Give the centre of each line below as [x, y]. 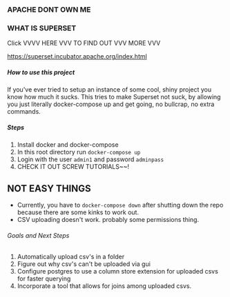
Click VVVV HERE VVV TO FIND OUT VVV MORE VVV [84, 43]
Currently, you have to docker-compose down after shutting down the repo [120, 205]
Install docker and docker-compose [68, 145]
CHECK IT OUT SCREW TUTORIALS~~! [73, 167]
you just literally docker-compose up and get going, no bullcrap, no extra [111, 104]
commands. [24, 112]
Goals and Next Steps [38, 235]
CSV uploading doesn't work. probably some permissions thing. [108, 219]
